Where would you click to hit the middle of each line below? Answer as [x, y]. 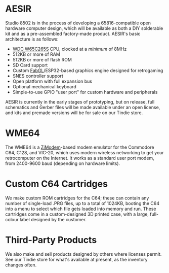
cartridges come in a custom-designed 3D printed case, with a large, [77, 214]
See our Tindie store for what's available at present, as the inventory [76, 259]
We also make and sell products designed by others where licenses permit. [83, 254]
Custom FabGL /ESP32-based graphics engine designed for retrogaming [88, 70]
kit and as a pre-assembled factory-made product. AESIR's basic [73, 33]
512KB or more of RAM [36, 54]
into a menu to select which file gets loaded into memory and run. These [81, 209]
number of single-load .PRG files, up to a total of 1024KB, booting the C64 [82, 203]
